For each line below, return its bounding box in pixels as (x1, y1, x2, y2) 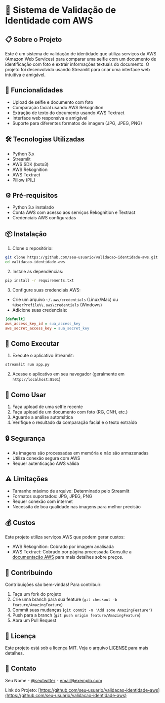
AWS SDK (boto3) (12, 161, 49, 167)
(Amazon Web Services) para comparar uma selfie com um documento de (5, 56, 157, 62)
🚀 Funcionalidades (5, 86, 63, 94)
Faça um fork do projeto (12, 591, 62, 597)
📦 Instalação (5, 230, 47, 238)
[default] (5, 316, 26, 322)
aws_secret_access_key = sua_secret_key (5, 326, 90, 331)
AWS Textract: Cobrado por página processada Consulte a (12, 549, 132, 555)
